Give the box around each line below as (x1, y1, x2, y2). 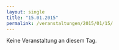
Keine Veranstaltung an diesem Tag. (6, 37, 97, 45)
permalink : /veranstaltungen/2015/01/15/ (6, 20, 114, 26)
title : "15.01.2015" (6, 15, 59, 21)
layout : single (6, 9, 45, 15)
